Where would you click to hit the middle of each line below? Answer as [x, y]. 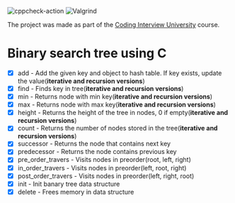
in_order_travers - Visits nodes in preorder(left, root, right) [102, 168]
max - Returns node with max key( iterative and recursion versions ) [116, 105]
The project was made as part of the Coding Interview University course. [114, 24]
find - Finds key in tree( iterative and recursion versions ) [101, 88]
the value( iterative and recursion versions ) [81, 81]
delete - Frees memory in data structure [76, 192]
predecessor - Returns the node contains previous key [97, 152]
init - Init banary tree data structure [69, 184]
